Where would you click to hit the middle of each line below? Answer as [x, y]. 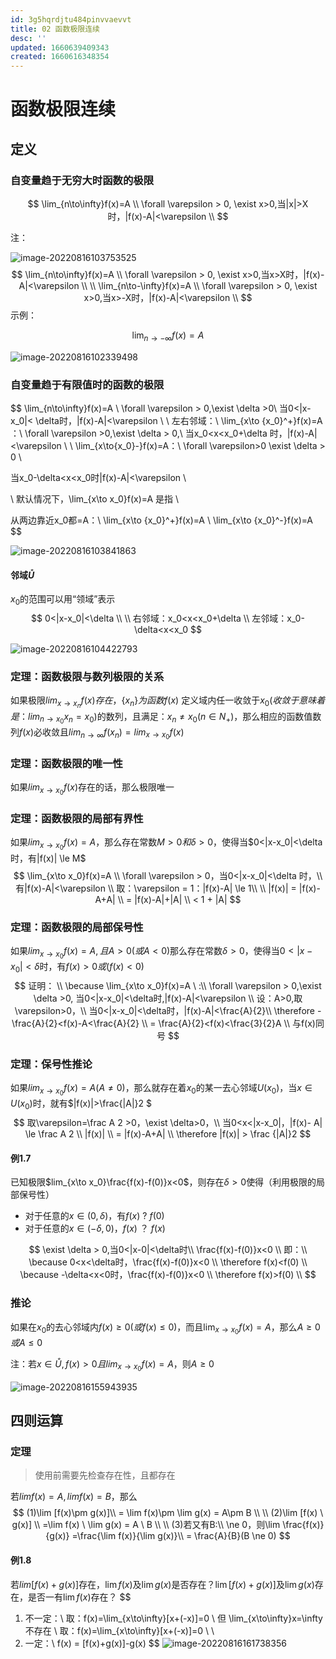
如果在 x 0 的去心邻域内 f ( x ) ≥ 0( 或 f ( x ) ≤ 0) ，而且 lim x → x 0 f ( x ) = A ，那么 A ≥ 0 [165, 1328]
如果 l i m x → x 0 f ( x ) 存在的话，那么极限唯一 [92, 789]
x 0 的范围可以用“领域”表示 [63, 600]
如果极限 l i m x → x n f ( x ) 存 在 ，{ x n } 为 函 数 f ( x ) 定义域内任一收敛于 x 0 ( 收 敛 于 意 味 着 [168, 702]
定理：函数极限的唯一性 [66, 763]
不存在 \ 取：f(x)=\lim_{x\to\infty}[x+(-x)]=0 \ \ [119, 1630]
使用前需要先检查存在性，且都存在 [105, 1475]
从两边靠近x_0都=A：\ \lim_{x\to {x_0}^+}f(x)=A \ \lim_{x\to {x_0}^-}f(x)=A [161, 520]
